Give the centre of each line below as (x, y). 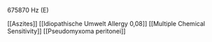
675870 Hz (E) (28, 10)
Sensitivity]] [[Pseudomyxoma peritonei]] (66, 31)
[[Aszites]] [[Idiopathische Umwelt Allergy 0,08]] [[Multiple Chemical (106, 23)
